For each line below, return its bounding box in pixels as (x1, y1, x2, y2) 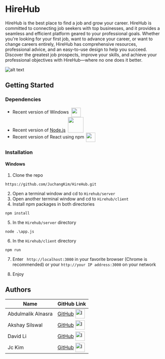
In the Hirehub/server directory (12, 219, 77, 225)
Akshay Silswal (7, 321, 43, 328)
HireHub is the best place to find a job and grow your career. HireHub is (5, 20, 152, 26)
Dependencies (5, 96, 41, 103)
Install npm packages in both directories (12, 201, 95, 207)
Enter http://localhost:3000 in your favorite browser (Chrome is (12, 256, 148, 262)
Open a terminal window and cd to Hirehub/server (12, 190, 115, 196)
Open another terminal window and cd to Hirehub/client (12, 196, 129, 202)
